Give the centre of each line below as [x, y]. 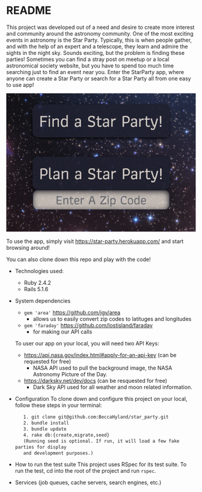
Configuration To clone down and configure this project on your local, [101, 399]
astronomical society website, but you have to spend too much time [90, 65]
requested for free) [47, 362]
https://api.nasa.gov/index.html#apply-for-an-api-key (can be [100, 355]
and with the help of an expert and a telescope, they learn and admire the [97, 46]
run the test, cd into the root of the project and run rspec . [85, 471]
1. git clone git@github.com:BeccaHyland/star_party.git [96, 417]
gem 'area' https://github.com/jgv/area [72, 313]
